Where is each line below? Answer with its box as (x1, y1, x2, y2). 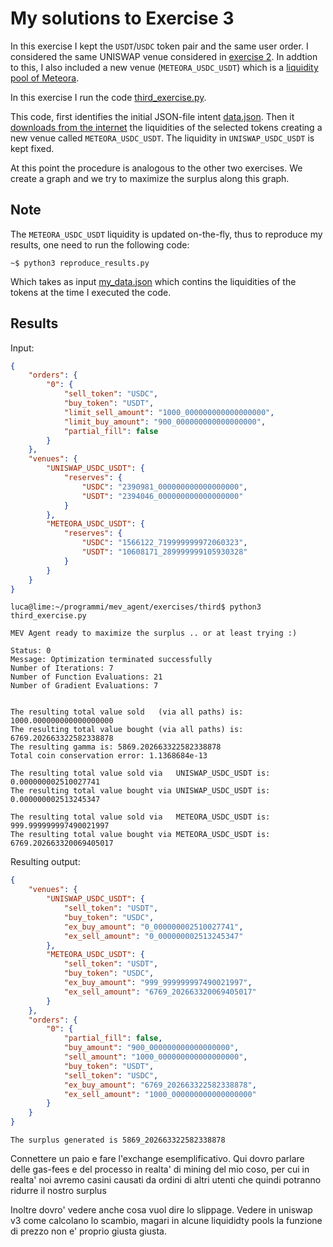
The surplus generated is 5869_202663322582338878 (10, 1135, 226, 1146)
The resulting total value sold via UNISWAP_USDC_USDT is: (10, 768, 271, 779)
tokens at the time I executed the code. (10, 286, 172, 298)
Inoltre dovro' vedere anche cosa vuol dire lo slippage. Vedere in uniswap (10, 1204, 313, 1216)
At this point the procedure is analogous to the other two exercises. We (10, 162, 303, 174)
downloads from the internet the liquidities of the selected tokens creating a (10, 121, 323, 133)
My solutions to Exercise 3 (10, 7, 235, 30)
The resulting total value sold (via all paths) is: (10, 707, 244, 717)
